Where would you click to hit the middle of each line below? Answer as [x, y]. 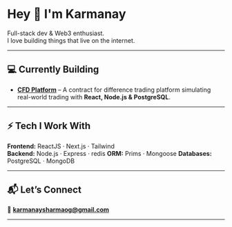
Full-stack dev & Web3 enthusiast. [56, 33]
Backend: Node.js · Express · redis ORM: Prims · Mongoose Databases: [109, 153]
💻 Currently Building [53, 69]
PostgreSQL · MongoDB [41, 161]
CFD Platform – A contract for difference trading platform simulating [114, 90]
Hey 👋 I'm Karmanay [67, 14]
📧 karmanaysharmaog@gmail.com [58, 210]
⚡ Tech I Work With [49, 126]
